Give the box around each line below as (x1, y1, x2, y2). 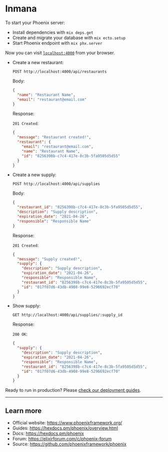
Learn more (5, 406, 42, 415)
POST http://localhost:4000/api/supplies (12, 182, 100, 187)
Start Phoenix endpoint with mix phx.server (12, 40, 102, 46)
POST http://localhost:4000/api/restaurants (12, 69, 107, 74)
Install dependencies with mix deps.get (12, 29, 93, 35)
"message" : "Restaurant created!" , (17, 135, 91, 140)
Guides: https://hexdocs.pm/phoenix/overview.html (12, 425, 118, 431)
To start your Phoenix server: (5, 20, 65, 26)
